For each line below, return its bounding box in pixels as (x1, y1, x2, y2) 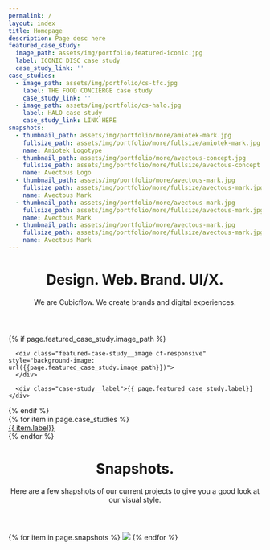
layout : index (8, 19, 56, 27)
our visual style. (108, 495, 162, 504)
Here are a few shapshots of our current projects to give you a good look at (10, 486, 260, 495)
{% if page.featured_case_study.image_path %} (8, 334, 166, 343)
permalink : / (8, 11, 52, 20)
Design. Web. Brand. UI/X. (46, 271, 224, 289)
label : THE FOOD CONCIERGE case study (22, 86, 153, 95)
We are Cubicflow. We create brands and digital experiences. (33, 297, 236, 306)
